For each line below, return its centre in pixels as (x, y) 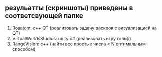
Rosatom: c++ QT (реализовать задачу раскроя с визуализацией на (85, 28)
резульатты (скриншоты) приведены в (69, 8)
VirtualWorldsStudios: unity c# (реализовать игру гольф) (71, 38)
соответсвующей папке (44, 16)
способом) (24, 49)
